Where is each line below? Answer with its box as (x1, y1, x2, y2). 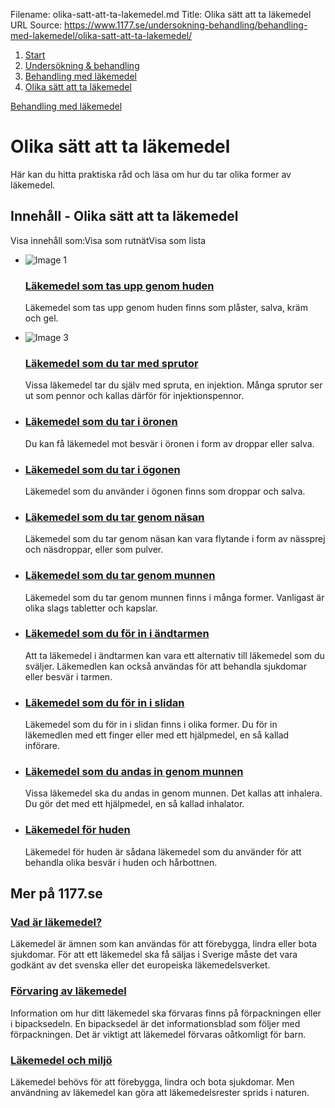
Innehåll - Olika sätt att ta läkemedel (10, 208, 239, 225)
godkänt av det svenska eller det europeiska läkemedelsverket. (10, 959, 271, 971)
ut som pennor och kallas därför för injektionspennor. (24, 390, 245, 402)
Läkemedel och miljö (10, 1053, 113, 1067)
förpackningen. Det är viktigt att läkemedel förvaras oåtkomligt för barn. (10, 1028, 307, 1040)
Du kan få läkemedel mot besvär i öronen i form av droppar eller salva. (24, 437, 315, 449)
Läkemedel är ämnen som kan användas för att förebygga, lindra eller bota (10, 938, 318, 950)
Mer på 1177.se (10, 885, 103, 903)
